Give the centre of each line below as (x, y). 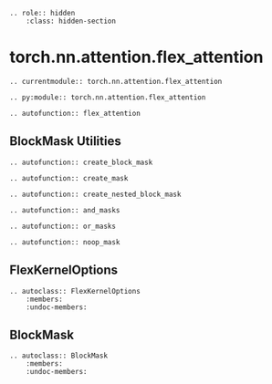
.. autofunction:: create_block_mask (81, 162)
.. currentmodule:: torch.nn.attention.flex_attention (116, 81)
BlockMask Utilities (65, 141)
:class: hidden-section (71, 21)
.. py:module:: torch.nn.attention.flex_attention (108, 97)
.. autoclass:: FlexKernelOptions (75, 291)
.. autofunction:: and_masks (65, 210)
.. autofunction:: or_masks (63, 226)
